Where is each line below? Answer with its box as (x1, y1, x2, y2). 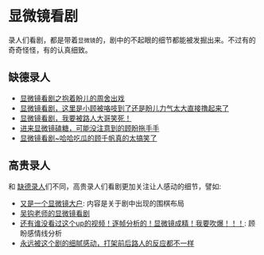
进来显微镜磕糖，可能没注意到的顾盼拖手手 (19, 123, 160, 132)
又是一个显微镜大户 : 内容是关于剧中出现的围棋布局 (19, 198, 184, 208)
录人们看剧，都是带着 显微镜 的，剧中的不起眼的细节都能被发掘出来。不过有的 (8, 35, 256, 45)
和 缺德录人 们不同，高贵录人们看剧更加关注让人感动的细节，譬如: (8, 181, 221, 191)
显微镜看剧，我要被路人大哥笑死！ (19, 113, 132, 123)
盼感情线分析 (19, 228, 62, 237)
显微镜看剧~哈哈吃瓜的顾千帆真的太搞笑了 (19, 133, 157, 143)
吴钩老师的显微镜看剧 (19, 208, 90, 218)
